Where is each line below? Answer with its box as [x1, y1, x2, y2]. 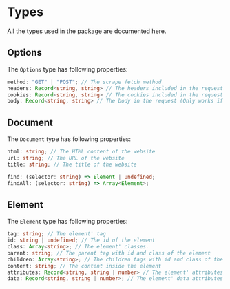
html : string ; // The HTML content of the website [7, 149, 156, 156]
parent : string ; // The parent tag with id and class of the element [7, 249, 211, 257]
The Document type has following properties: [7, 135, 132, 143]
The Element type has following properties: [7, 217, 128, 226]
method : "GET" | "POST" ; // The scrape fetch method [7, 78, 162, 85]
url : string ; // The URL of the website [7, 154, 125, 162]
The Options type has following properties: [7, 65, 128, 73]
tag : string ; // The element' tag [7, 231, 107, 237]
